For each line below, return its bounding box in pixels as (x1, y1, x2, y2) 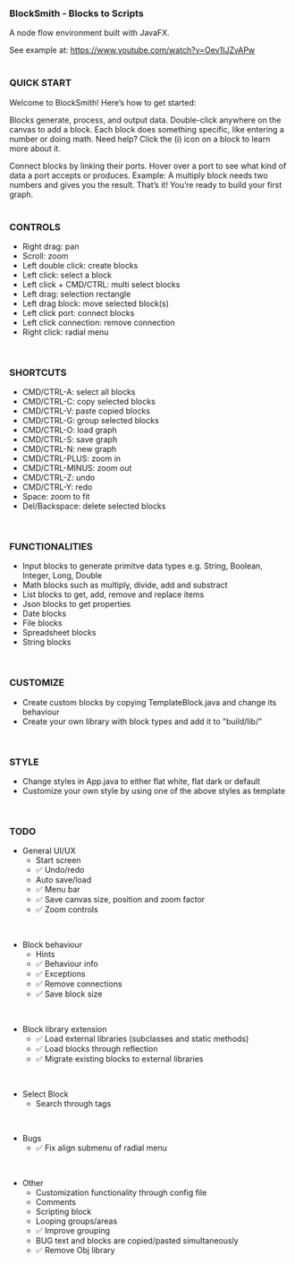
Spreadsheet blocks (21, 628, 97, 638)
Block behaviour (21, 939, 83, 951)
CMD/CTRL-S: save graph (21, 434, 118, 445)
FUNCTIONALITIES (9, 541, 93, 553)
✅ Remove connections (35, 978, 122, 989)
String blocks (21, 636, 72, 647)
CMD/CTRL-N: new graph (21, 444, 117, 455)
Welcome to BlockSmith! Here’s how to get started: (9, 97, 197, 107)
